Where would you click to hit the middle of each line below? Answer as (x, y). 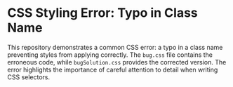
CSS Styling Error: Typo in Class (102, 13)
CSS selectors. (29, 77)
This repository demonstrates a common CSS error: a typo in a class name (115, 47)
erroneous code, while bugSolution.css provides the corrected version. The (117, 62)
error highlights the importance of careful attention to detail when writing (113, 69)
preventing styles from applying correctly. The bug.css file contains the (110, 55)
